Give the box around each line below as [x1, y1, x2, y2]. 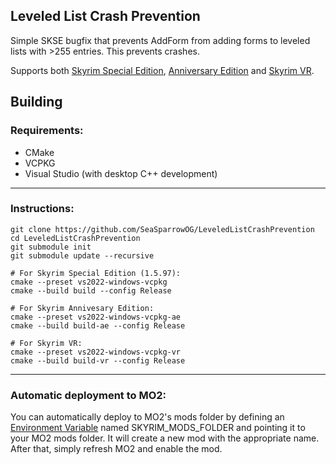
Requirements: [10, 124, 84, 138]
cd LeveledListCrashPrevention [10, 233, 141, 243]
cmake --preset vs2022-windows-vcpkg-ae [10, 312, 182, 322]
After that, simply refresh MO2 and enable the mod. [10, 443, 223, 455]
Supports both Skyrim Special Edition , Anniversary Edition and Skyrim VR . [10, 64, 315, 76]
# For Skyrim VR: [10, 338, 83, 348]
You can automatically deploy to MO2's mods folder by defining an [10, 411, 285, 423]
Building [10, 94, 63, 111]
